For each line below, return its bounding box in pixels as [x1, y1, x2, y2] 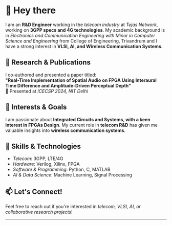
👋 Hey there [5, 5, 56, 16]
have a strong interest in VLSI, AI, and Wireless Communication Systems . [5, 43, 163, 49]
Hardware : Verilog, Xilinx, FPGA [12, 161, 80, 167]
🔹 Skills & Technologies [5, 142, 81, 150]
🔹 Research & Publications [5, 58, 91, 67]
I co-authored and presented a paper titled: [5, 72, 97, 78]
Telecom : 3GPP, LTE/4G [12, 155, 63, 162]
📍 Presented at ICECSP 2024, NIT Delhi [5, 88, 88, 94]
